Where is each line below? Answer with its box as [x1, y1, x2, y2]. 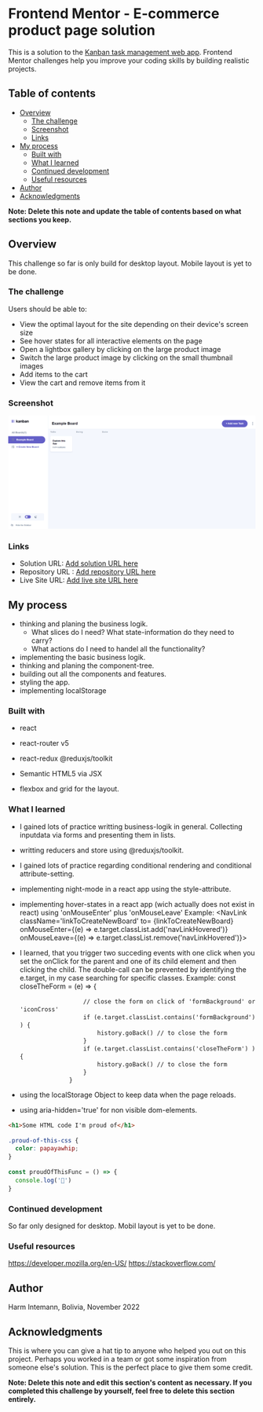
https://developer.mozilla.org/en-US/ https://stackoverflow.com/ [8, 1259, 216, 1268]
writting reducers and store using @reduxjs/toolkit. [19, 845, 184, 855]
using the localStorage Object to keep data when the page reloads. [19, 1090, 236, 1099]
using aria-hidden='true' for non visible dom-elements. [19, 1105, 198, 1114]
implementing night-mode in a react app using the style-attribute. [19, 884, 232, 893]
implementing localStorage [19, 686, 107, 695]
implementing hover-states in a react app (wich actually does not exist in [19, 899, 255, 908]
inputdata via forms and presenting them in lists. [19, 830, 176, 839]
